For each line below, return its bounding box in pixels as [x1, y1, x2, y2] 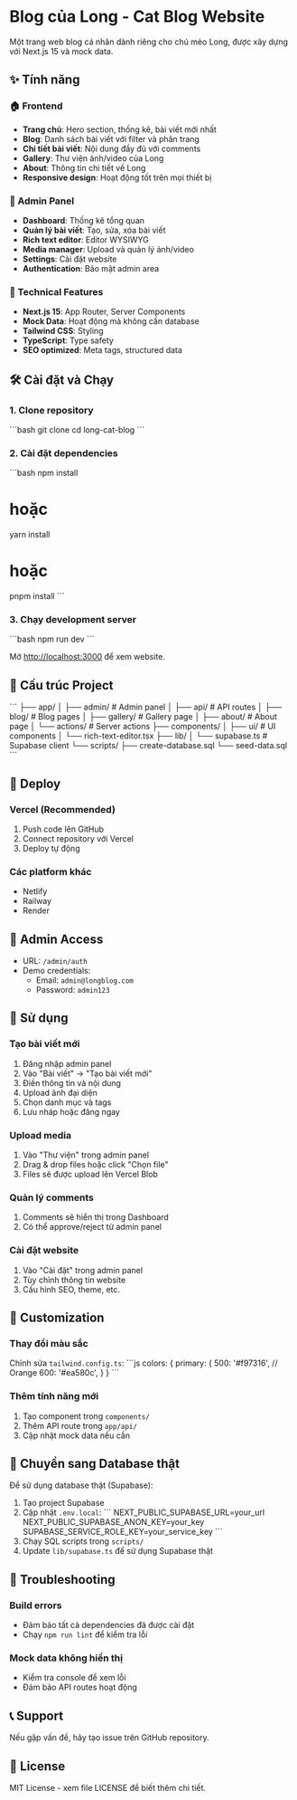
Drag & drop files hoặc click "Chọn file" [22, 1158, 169, 1169]
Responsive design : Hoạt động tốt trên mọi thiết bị [22, 172, 212, 183]
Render [22, 905, 51, 916]
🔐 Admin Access [9, 931, 104, 947]
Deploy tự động [22, 843, 80, 853]
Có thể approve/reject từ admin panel [22, 1222, 162, 1233]
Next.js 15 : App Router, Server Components [22, 306, 186, 318]
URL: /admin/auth [22, 955, 88, 966]
